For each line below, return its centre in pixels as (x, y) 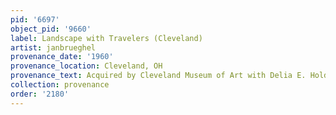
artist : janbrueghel (53, 47)
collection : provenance (60, 85)
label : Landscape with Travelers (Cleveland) (106, 38)
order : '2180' (40, 94)
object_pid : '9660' (51, 29)
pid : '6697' (35, 19)
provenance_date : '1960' (62, 57)
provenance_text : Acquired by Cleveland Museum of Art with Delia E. (158, 76)
